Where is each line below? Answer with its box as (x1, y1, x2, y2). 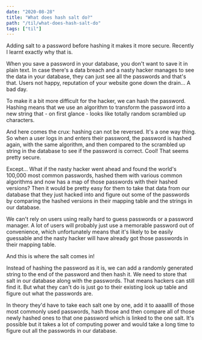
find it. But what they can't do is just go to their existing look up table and (6, 283, 188, 291)
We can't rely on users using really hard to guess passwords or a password (6, 215, 194, 223)
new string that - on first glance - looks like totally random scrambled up (6, 110, 186, 117)
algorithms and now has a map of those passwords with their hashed (6, 178, 178, 185)
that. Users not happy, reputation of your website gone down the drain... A (6, 79, 191, 87)
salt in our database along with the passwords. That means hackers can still (6, 277, 195, 285)
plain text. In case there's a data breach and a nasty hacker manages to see (6, 67, 195, 74)
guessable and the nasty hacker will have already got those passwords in (6, 235, 189, 242)
